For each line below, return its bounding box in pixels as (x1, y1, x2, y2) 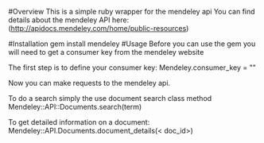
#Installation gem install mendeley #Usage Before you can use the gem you (8, 39, 256, 48)
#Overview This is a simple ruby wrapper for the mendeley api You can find (8, 7, 256, 16)
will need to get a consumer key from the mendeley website (8, 48, 204, 56)
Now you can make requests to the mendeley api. (8, 79, 171, 87)
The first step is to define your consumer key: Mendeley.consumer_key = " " (8, 63, 256, 72)
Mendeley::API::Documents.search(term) (8, 102, 142, 111)
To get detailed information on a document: (8, 118, 150, 126)
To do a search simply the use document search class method (8, 94, 212, 102)
